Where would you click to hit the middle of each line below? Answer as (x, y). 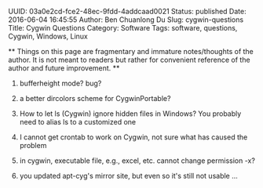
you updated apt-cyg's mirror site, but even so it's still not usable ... (128, 176)
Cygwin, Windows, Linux (48, 36)
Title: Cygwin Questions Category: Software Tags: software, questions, (123, 28)
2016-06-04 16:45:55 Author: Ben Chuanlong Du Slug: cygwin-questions (126, 20)
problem (33, 145)
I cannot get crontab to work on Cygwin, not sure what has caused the (133, 137)
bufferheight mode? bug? (60, 83)
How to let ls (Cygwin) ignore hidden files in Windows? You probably (130, 114)
